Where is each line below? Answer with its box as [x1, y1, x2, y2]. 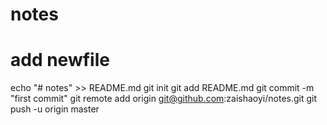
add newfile [10, 49, 110, 72]
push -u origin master [10, 103, 100, 115]
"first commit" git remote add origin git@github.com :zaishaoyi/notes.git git [10, 93, 318, 105]
